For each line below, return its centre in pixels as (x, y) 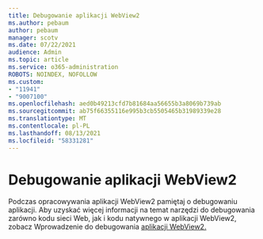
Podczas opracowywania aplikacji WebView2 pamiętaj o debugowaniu (123, 202)
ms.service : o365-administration (63, 67)
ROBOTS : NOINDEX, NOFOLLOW (53, 74)
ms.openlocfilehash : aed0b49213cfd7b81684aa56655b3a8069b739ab (115, 104)
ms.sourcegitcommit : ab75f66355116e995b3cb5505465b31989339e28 (115, 112)
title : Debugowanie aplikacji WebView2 (74, 15)
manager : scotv (33, 38)
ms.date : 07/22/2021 (42, 45)
